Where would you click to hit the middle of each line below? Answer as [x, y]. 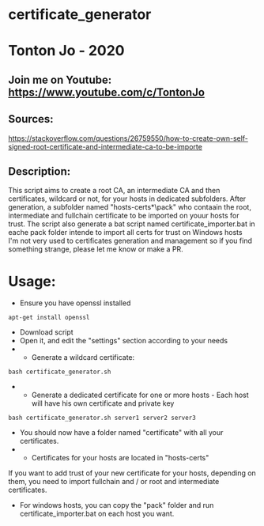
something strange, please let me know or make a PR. [96, 249]
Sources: [31, 119]
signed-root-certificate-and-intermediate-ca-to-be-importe [106, 146]
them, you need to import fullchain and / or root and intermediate [114, 482]
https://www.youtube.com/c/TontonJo [107, 92]
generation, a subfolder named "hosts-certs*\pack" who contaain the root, [130, 207]
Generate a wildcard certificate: [83, 358]
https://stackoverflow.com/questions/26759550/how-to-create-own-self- [128, 138]
